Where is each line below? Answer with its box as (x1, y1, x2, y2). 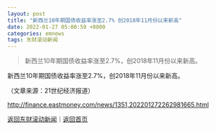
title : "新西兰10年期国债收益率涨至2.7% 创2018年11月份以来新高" (7, 17, 182, 24)
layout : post (7, 10, 46, 18)
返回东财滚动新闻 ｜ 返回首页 (7, 115, 88, 124)
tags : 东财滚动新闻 (7, 37, 59, 44)
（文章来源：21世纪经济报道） (7, 86, 95, 95)
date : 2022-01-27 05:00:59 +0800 (7, 23, 106, 30)
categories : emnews (7, 30, 65, 37)
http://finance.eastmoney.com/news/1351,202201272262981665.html (7, 100, 210, 109)
